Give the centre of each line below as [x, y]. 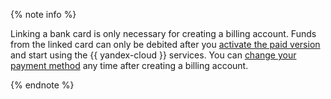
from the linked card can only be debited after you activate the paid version [165, 44]
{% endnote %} [42, 85]
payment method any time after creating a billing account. [129, 65]
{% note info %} [43, 14]
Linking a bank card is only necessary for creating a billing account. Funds [163, 33]
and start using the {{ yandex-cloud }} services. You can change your [153, 55]
